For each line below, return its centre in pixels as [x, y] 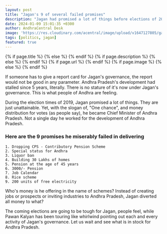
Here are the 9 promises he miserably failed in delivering [75, 136]
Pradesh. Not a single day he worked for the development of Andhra [75, 118]
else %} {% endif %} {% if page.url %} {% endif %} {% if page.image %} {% [83, 62]
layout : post [19, 10]
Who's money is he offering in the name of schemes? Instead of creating [80, 191]
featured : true [21, 42]
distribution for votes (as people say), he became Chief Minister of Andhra [81, 113]
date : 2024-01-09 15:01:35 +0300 [40, 24]
